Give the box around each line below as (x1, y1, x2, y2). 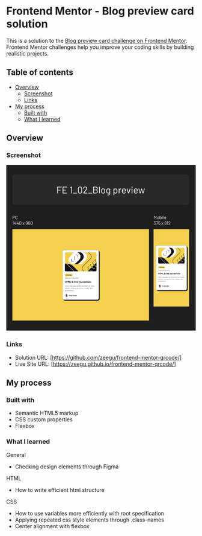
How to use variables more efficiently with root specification (14, 509, 164, 517)
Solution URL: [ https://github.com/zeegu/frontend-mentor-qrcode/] (14, 354, 182, 361)
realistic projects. (6, 49, 49, 57)
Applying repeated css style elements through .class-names (14, 516, 164, 523)
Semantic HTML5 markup (14, 409, 79, 417)
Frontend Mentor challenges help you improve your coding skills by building (6, 43, 194, 51)
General (6, 451, 26, 458)
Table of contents (6, 68, 73, 78)
